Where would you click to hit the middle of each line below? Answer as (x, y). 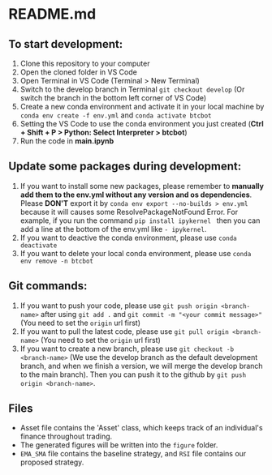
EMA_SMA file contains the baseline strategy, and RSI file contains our (133, 454)
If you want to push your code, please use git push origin (119, 306)
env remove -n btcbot (56, 261)
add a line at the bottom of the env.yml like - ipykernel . (113, 229)
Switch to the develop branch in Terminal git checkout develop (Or (132, 89)
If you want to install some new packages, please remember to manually (142, 186)
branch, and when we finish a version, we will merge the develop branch (141, 366)
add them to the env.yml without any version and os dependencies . (136, 195)
